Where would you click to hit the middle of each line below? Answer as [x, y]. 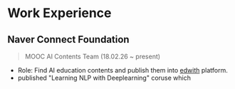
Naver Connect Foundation [68, 40]
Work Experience [59, 13]
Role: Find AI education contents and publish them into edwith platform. [122, 70]
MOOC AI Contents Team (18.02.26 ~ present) [93, 56]
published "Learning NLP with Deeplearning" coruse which [104, 78]
